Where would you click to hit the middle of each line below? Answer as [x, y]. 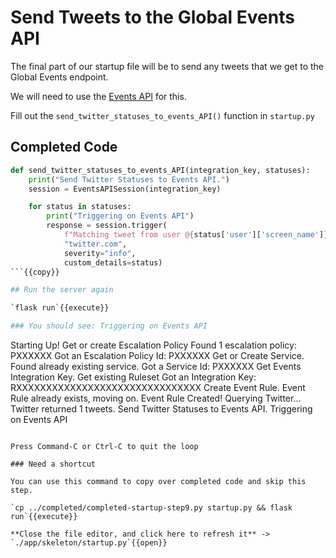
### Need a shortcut [53, 464]
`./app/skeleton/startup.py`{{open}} [89, 543]
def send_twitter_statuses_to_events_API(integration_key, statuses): [160, 170]
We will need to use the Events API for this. [98, 96]
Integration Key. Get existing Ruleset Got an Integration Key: [133, 377]
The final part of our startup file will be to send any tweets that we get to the [167, 66]
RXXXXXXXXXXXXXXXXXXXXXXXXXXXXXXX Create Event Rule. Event [158, 387]
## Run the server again [62, 290]
